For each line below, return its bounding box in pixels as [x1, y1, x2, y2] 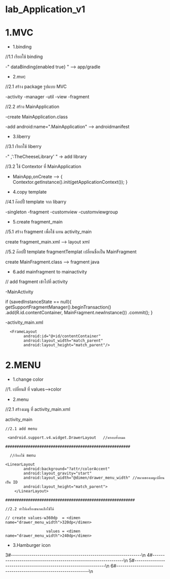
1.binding [12, 44, 32, 50]
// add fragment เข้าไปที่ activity [5, 279, 68, 285]
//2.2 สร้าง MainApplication [5, 103, 60, 110]
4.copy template [12, 189, 47, 195]
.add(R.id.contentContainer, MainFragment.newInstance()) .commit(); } [5, 310, 153, 316]
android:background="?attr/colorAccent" [23, 466, 110, 472]
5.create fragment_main [12, 219, 63, 225]
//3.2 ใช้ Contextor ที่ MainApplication [5, 163, 81, 170]
